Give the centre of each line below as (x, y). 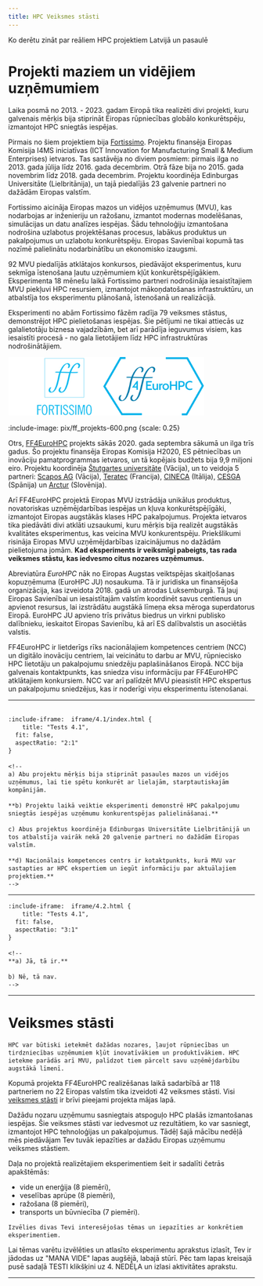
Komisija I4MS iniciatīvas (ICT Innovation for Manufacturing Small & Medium (131, 150)
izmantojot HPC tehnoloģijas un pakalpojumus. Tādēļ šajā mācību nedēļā (125, 1132)
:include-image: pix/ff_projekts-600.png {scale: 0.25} (94, 428)
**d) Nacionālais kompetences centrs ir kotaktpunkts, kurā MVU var (122, 861)
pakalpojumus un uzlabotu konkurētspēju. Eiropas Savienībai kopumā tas (126, 240)
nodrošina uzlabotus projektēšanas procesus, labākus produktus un (117, 232)
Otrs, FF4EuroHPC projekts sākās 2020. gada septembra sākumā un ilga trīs (131, 443)
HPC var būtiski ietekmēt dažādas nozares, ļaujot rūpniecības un (119, 1045)
